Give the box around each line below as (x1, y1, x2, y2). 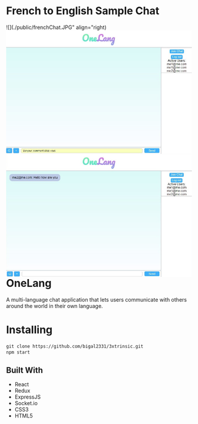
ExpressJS (14, 393, 41, 400)
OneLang (6, 276, 52, 290)
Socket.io (14, 400, 38, 407)
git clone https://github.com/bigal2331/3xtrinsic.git (6, 343, 144, 349)
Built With (6, 365, 43, 376)
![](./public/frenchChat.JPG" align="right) (6, 24, 107, 31)
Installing (6, 323, 53, 336)
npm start (6, 349, 31, 355)
